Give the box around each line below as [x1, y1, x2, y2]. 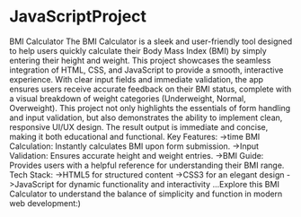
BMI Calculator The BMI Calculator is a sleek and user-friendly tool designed [9, 36, 293, 47]
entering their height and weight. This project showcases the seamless [9, 55, 271, 65]
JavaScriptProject [9, 6, 146, 27]
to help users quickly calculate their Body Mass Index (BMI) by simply [9, 45, 267, 56]
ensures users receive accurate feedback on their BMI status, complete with [9, 83, 292, 94]
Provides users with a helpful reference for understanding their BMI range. [9, 160, 285, 170]
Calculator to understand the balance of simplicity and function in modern [9, 188, 283, 199]
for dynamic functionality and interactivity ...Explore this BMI [56, 178, 280, 189]
